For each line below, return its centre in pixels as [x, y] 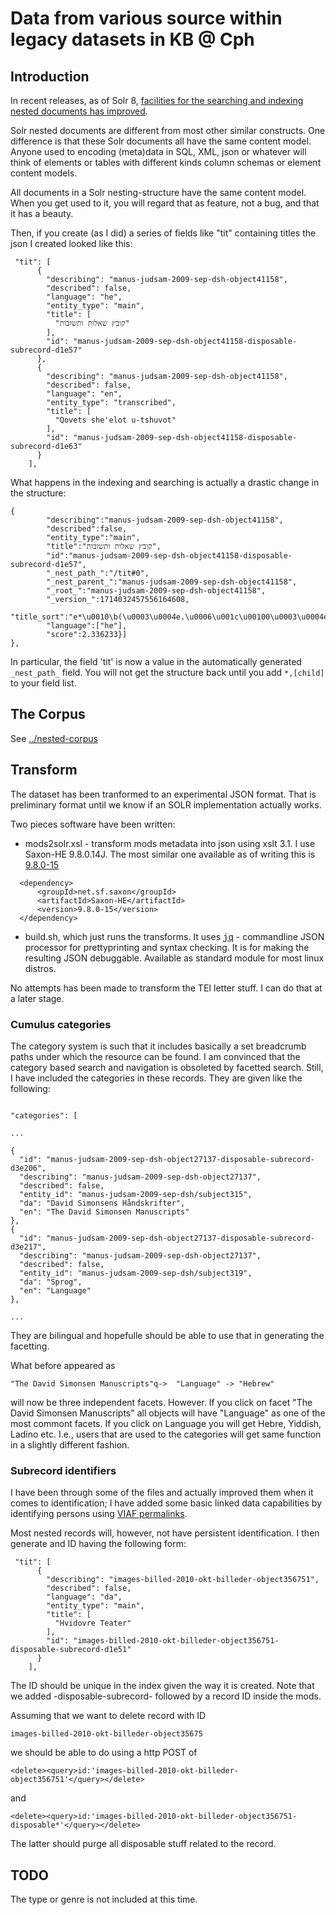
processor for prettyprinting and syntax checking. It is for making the [167, 947]
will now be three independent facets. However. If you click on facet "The [161, 1402]
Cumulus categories [61, 1024]
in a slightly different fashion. [70, 1444]
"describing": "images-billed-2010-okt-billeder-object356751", [183, 1580]
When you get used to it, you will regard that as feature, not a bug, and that [165, 203]
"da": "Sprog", [51, 1282]
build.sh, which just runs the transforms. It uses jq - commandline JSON [174, 936]
